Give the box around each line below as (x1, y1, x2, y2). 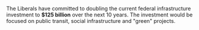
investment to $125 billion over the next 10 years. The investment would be (6, 11, 193, 18)
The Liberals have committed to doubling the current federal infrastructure (6, 5, 191, 12)
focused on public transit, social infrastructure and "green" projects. (6, 18, 176, 24)
